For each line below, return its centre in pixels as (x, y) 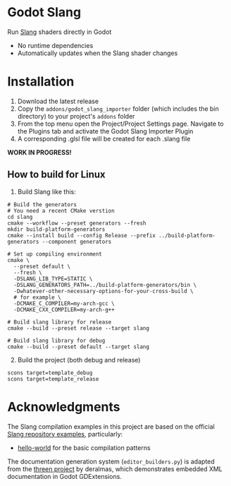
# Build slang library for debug (56, 340)
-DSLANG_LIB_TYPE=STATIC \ (53, 279)
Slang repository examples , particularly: (65, 434)
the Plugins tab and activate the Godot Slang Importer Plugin (105, 131)
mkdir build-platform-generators (56, 229)
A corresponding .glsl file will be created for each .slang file (104, 138)
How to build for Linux (56, 175)
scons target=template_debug (50, 373)
